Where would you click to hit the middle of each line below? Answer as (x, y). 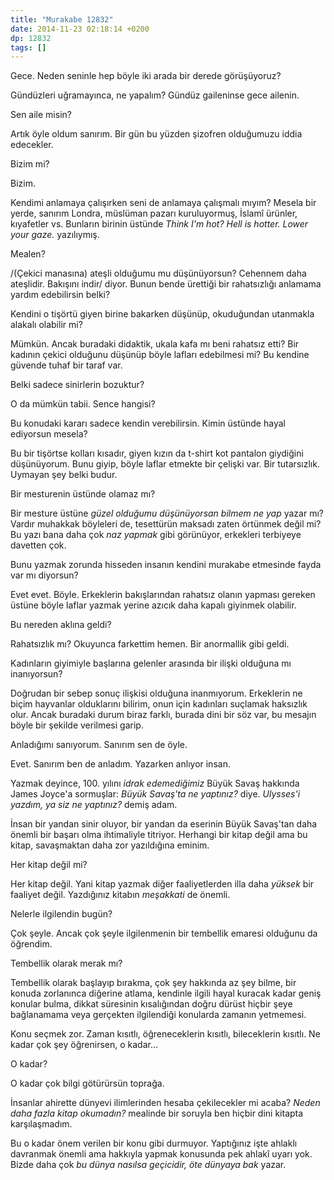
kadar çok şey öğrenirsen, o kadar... (84, 1045)
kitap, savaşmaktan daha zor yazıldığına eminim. (110, 845)
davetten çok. (38, 545)
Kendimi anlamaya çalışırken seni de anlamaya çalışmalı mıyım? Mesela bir (163, 203)
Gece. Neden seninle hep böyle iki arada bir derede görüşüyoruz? (146, 76)
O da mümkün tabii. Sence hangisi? (83, 404)
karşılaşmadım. (41, 1124)
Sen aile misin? (41, 115)
